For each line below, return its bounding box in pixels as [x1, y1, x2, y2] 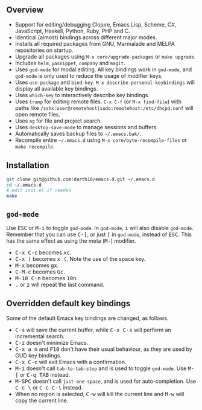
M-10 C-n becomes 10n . [14, 274, 78, 281]
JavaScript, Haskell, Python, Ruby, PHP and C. [14, 27, 131, 34]
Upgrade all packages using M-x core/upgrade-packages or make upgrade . [14, 53, 196, 60]
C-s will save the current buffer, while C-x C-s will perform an [14, 326, 172, 333]
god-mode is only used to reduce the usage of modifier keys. [14, 72, 163, 79]
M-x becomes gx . [14, 261, 59, 269]
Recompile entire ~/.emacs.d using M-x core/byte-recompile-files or [14, 136, 188, 144]
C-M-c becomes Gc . [14, 268, 65, 275]
